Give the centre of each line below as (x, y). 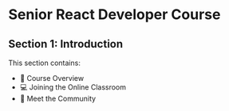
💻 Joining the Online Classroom (73, 87)
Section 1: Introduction (66, 44)
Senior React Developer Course (114, 15)
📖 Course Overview (52, 78)
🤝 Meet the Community (58, 98)
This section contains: (45, 63)
